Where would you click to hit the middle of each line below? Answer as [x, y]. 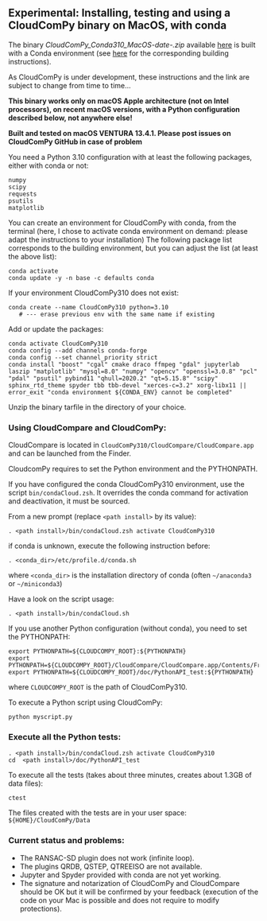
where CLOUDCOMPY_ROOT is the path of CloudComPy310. [98, 687]
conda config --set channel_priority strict [83, 357]
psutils [21, 201]
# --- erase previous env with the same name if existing [117, 314]
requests [23, 194]
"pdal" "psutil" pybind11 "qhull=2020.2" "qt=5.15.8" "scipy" [113, 378]
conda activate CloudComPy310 [58, 344]
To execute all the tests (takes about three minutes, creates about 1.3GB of [130, 775]
